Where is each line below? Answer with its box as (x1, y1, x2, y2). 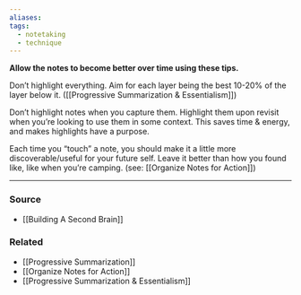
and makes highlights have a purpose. (9, 126, 150, 137)
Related (9, 236, 44, 248)
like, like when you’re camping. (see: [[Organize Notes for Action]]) (9, 162, 256, 173)
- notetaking (17, 30, 66, 39)
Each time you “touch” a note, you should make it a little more (9, 143, 236, 154)
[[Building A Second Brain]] (21, 213, 124, 224)
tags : (9, 22, 30, 30)
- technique (17, 38, 63, 48)
